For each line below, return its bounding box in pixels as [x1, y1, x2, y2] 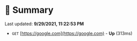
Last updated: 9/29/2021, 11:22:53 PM [4, 21, 84, 27]
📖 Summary [4, 4, 54, 16]
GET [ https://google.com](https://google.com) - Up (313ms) [11, 30, 133, 36]
